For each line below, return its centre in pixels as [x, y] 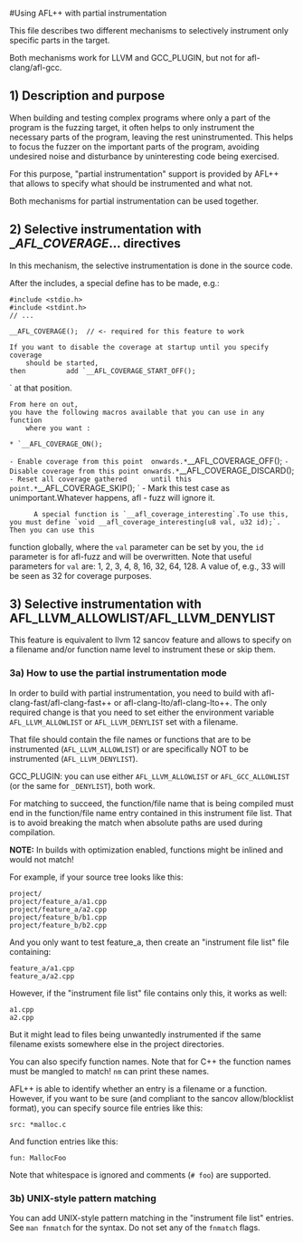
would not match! [42, 859]
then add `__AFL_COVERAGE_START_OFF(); [103, 371]
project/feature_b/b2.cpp [58, 925]
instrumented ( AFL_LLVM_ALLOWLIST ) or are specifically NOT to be [129, 749]
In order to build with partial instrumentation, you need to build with [135, 693]
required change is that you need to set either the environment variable [142, 712]
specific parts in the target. [60, 40]
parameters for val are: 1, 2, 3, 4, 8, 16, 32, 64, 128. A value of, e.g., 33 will [147, 566]
